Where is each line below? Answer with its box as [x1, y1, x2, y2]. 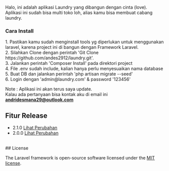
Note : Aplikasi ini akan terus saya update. [5, 86, 92, 92]
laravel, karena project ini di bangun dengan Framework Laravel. [5, 44, 139, 50]
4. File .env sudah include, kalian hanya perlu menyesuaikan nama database [5, 65, 163, 72]
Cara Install [5, 27, 34, 34]
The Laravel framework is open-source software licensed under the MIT [5, 155, 155, 161]
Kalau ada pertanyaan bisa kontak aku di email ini [5, 92, 108, 98]
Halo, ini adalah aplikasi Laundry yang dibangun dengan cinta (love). [5, 5, 147, 10]
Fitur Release [5, 111, 48, 120]
